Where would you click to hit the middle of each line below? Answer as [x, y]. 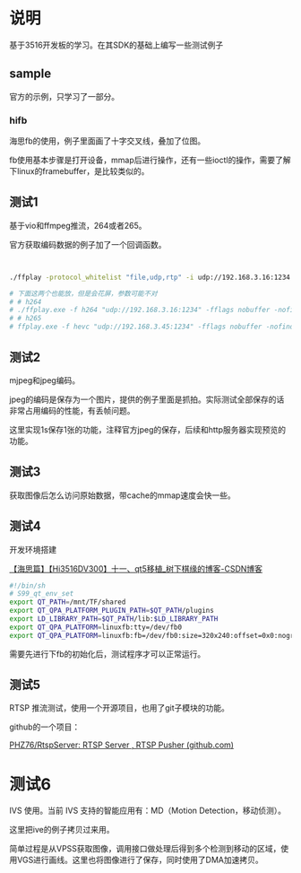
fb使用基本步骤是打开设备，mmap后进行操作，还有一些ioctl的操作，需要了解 [150, 160]
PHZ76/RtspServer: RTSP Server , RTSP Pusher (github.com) [122, 745]
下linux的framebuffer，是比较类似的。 [79, 171]
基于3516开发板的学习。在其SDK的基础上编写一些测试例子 [116, 45]
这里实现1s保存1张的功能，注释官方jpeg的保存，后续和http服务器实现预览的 [148, 429]
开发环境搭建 [33, 549]
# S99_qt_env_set [42, 594]
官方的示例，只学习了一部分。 [64, 96]
